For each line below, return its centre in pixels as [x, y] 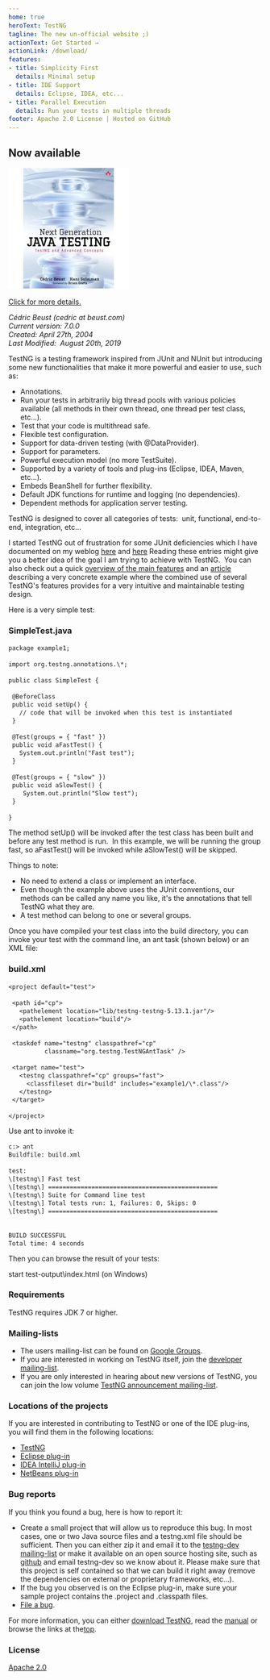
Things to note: [33, 865]
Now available [44, 153]
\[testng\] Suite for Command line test [77, 1195]
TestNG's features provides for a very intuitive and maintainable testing [127, 586]
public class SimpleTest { [54, 681]
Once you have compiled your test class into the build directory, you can [129, 931]
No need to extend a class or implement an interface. [108, 881]
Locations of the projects [58, 1406]
